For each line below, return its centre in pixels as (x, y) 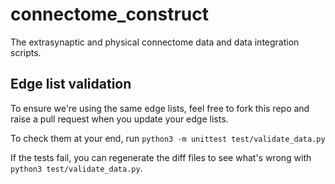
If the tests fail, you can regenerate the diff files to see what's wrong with (161, 157)
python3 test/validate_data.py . (76, 168)
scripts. (26, 52)
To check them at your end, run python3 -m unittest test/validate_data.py (168, 138)
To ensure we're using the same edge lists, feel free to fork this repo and (160, 108)
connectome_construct (109, 14)
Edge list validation (71, 84)
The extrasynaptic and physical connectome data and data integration (155, 42)
